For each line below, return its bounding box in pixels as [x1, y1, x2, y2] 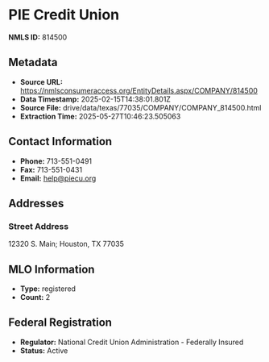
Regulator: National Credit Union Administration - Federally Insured [19, 337, 244, 347]
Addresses [8, 196, 64, 210]
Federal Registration [8, 316, 113, 330]
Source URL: [19, 77, 63, 86]
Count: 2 [19, 293, 51, 302]
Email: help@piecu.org [19, 173, 97, 183]
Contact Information [8, 135, 113, 148]
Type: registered [19, 284, 77, 293]
